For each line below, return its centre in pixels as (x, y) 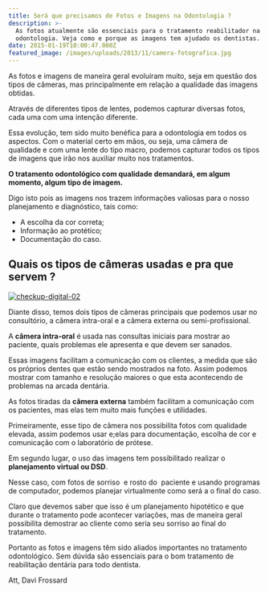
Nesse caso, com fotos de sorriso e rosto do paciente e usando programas (134, 482)
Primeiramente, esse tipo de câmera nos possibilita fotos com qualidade (128, 425)
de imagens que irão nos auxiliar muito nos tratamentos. (101, 158)
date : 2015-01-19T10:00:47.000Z (62, 46)
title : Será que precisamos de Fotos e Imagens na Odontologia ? (120, 16)
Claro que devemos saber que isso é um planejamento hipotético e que (126, 506)
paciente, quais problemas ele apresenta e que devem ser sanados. (120, 344)
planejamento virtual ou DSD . (58, 466)
